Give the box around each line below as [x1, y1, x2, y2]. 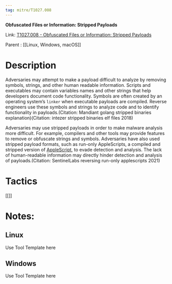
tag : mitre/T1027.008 [5, 7, 52, 13]
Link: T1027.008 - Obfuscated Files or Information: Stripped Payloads [5, 31, 152, 37]
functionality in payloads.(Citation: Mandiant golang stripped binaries [5, 109, 151, 116]
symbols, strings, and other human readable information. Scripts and [5, 82, 150, 88]
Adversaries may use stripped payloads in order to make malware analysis [5, 124, 163, 131]
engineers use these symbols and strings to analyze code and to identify [5, 104, 159, 110]
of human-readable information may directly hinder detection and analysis [5, 152, 163, 158]
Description [5, 60, 56, 71]
